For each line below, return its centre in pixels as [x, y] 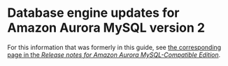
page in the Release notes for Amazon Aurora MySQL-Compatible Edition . [114, 55]
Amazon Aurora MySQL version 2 [106, 28]
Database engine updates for [93, 13]
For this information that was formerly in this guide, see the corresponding [114, 47]
